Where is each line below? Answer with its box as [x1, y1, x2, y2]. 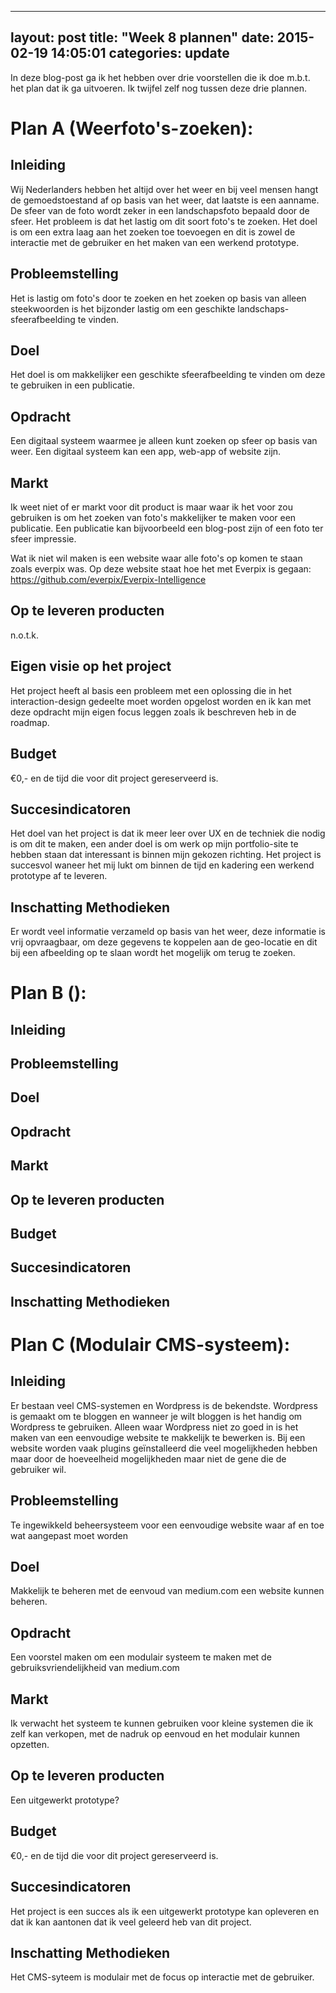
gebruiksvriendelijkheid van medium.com [10, 1662, 180, 1674]
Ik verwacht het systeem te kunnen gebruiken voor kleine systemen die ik [10, 1717, 314, 1730]
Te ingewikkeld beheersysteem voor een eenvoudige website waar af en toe [10, 1519, 325, 1531]
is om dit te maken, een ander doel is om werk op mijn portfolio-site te [10, 838, 299, 850]
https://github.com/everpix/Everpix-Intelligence [10, 574, 207, 586]
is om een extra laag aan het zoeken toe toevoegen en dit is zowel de [10, 226, 296, 238]
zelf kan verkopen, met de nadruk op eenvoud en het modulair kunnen [10, 1728, 301, 1740]
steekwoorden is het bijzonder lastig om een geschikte [10, 302, 236, 315]
